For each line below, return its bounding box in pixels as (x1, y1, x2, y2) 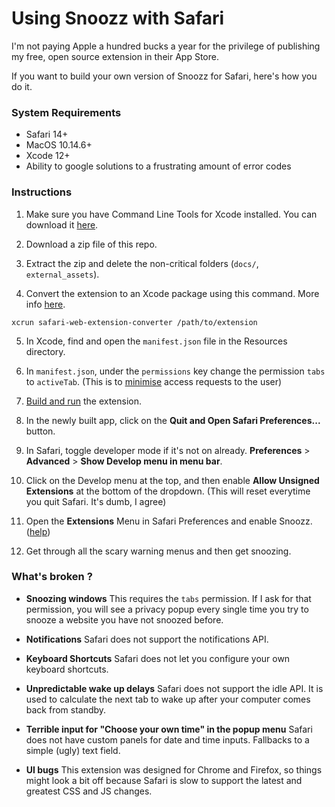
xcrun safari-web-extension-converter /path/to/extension (11, 317, 258, 327)
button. (25, 425, 56, 437)
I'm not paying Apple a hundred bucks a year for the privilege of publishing (11, 40, 321, 52)
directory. (25, 345, 66, 357)
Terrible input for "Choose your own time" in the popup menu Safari (25, 723, 313, 735)
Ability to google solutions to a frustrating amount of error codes (25, 160, 292, 172)
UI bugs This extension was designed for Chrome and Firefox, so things (25, 763, 323, 776)
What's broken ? (11, 570, 93, 584)
